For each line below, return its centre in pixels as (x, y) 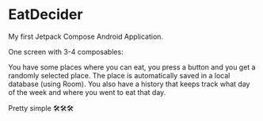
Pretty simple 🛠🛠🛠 (41, 108)
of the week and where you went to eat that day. (87, 92)
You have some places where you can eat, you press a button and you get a (132, 67)
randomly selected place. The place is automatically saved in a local (119, 75)
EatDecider (46, 15)
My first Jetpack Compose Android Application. (86, 36)
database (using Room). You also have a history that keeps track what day (129, 84)
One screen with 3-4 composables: (66, 51)
